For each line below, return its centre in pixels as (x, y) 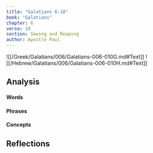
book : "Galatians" (29, 17)
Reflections (28, 144)
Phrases (17, 111)
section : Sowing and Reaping (43, 34)
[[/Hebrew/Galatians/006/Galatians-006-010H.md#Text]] (77, 63)
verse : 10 (19, 28)
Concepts (19, 125)
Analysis (23, 82)
